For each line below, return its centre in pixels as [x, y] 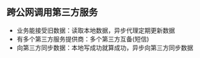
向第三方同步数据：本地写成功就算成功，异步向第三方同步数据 [105, 48]
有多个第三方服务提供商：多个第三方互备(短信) [83, 39]
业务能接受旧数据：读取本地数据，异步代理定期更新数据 [95, 30]
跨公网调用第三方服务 [52, 12]
